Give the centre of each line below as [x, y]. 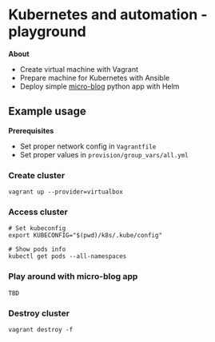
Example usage [47, 111]
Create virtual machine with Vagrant [79, 69]
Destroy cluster [39, 313]
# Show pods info [37, 249]
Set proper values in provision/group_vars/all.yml [104, 154]
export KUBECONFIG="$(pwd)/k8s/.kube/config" [85, 236]
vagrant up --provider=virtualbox [66, 192]
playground [47, 32]
